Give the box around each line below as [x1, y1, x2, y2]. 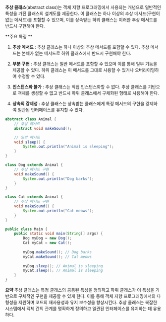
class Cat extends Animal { [5, 194, 63, 200]
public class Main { [5, 227, 48, 232]
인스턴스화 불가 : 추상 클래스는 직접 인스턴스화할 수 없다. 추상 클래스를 [12, 84, 147, 89]
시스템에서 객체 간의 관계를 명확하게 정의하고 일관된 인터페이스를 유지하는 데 [5, 306, 152, 312]
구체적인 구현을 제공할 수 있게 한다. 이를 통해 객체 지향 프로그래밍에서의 [18, 293, 156, 299]
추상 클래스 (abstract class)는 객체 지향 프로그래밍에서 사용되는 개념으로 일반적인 [5, 4, 161, 10]
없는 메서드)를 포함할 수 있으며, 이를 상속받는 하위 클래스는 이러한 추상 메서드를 [5, 17, 158, 22]
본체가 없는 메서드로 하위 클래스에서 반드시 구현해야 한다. [21, 50, 132, 56]
